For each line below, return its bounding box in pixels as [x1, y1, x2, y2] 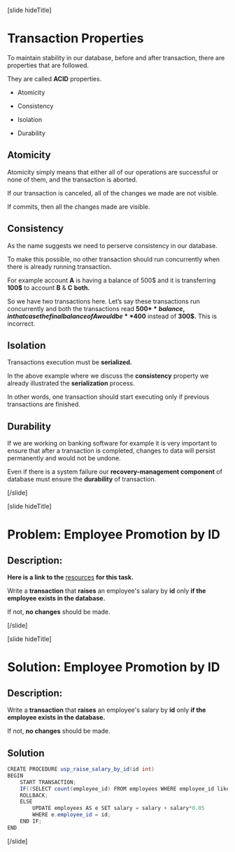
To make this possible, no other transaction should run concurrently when [7, 255, 220, 263]
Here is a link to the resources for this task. [7, 573, 134, 582]
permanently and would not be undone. [7, 454, 121, 462]
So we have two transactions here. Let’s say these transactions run [7, 297, 201, 305]
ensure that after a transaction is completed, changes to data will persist [7, 446, 215, 455]
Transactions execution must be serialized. [7, 358, 133, 366]
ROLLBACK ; [20, 792, 49, 799]
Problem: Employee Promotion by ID [7, 527, 220, 542]
